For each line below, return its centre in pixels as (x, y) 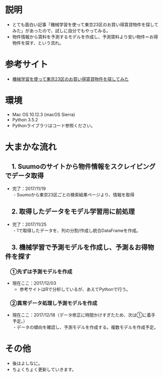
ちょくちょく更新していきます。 (44, 369)
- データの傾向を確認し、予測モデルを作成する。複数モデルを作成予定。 (86, 327)
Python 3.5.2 (25, 119)
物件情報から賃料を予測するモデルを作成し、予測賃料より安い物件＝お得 (85, 37)
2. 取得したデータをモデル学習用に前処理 (73, 212)
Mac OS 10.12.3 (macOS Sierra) (44, 114)
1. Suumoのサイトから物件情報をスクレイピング (83, 167)
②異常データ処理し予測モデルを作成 (54, 303)
